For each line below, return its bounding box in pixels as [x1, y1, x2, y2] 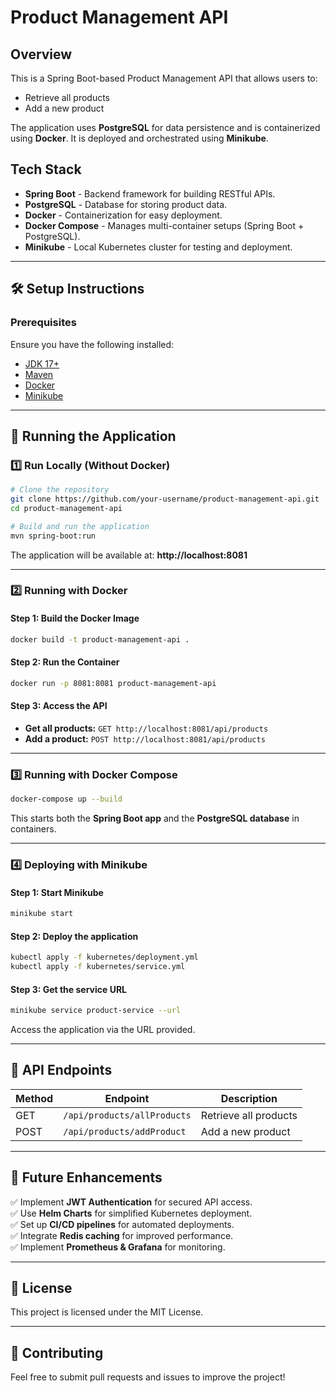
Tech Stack [10, 161, 82, 178]
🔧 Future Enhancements [10, 1169, 163, 1186]
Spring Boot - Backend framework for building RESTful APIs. [24, 187, 276, 200]
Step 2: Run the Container [10, 656, 120, 668]
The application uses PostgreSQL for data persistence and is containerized [10, 122, 321, 133]
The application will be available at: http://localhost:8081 [10, 549, 248, 561]
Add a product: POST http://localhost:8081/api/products [24, 732, 266, 745]
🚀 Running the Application [10, 427, 177, 445]
